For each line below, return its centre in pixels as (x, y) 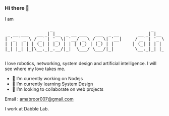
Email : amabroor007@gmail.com (39, 99)
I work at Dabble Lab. (27, 109)
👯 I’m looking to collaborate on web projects (58, 89)
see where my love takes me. (35, 69)
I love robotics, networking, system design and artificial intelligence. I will (81, 64)
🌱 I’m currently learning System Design (52, 84)
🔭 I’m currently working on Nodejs (47, 79)
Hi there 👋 (17, 8)
